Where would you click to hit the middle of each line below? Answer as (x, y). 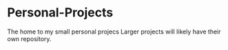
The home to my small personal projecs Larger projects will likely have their (114, 32)
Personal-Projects (60, 13)
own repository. (29, 38)
